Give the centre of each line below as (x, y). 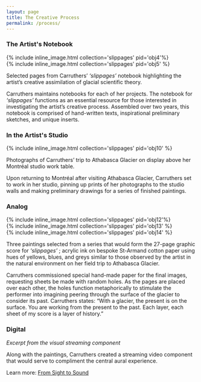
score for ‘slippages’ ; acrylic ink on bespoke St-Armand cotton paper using (101, 251)
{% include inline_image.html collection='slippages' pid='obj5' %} (88, 63)
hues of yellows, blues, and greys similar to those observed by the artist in (99, 257)
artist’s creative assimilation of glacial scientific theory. (74, 82)
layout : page (23, 12)
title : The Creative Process (43, 18)
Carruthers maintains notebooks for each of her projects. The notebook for (100, 94)
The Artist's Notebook (40, 44)
